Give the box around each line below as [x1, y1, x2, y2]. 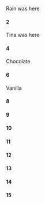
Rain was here [6, 5, 40, 12]
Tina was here [6, 32, 40, 39]
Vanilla [6, 84, 22, 92]
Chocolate [6, 58, 31, 65]
